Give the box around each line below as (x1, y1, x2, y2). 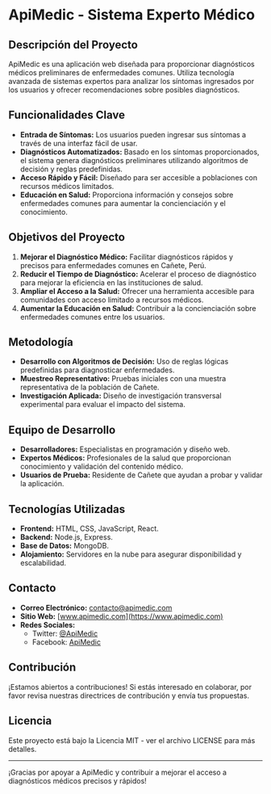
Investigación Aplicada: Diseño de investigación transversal (19, 391, 222, 401)
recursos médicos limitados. (19, 181, 115, 191)
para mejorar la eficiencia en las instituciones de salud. (19, 277, 203, 288)
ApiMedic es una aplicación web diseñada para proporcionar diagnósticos (8, 59, 256, 69)
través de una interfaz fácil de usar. (19, 138, 138, 148)
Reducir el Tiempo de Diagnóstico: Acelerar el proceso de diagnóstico (19, 269, 256, 279)
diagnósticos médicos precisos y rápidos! (8, 775, 147, 785)
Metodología (8, 335, 74, 349)
